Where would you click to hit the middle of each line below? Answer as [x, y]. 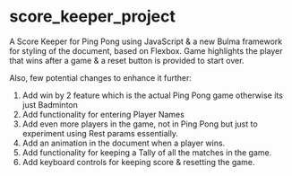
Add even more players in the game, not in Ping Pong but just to [140, 124]
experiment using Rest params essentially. [100, 133]
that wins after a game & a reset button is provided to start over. [127, 60]
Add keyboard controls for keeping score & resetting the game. [138, 162]
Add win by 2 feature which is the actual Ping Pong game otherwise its [153, 95]
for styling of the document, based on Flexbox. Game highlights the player [146, 50]
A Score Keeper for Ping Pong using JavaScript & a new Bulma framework [146, 41]
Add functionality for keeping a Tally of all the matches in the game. [147, 152]
